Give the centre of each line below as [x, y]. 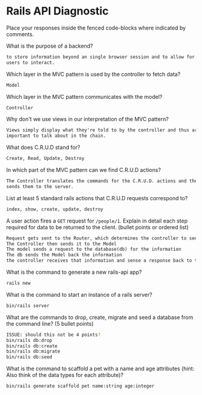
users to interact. [31, 62]
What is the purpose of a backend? [50, 46]
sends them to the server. [40, 186]
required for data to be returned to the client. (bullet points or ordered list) [97, 227]
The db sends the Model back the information [64, 255]
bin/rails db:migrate [33, 352]
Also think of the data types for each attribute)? [65, 375]
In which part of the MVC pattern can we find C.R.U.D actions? [84, 170]
